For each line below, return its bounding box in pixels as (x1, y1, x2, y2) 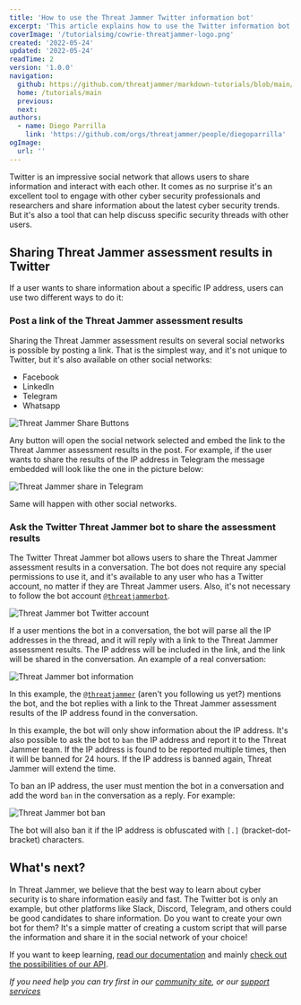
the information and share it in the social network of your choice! (9, 931, 248, 942)
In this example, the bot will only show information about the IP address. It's (9, 725, 288, 736)
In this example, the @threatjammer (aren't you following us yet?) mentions (9, 688, 282, 700)
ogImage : (9, 138, 42, 147)
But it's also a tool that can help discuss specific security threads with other (9, 209, 289, 220)
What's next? (9, 861, 86, 876)
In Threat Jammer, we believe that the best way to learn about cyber (9, 884, 262, 895)
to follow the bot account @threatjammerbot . (9, 590, 170, 601)
